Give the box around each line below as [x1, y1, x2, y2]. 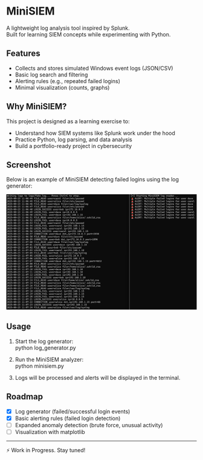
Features [6, 49, 40, 59]
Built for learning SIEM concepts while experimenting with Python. [6, 30, 171, 38]
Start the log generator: [14, 337, 74, 345]
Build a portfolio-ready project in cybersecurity [14, 142, 132, 149]
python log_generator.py [14, 344, 77, 351]
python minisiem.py [14, 362, 65, 370]
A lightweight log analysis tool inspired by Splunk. [6, 24, 130, 32]
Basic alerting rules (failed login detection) [14, 414, 121, 422]
